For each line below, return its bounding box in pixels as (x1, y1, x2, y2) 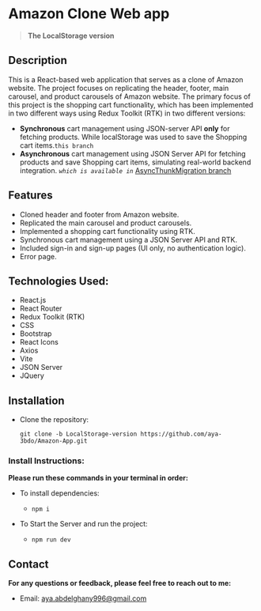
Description (8, 54, 67, 67)
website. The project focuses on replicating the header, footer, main (8, 83, 229, 92)
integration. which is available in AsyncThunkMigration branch (19, 165, 232, 175)
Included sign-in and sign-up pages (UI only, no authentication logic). (19, 243, 247, 253)
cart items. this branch (19, 140, 94, 150)
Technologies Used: (8, 274, 109, 288)
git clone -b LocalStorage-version (19, 430, 138, 439)
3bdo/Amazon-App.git (19, 437, 88, 445)
